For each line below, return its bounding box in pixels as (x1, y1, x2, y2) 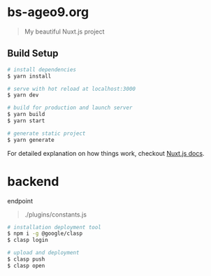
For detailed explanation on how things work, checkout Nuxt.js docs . (7, 149, 205, 157)
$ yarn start (7, 117, 45, 124)
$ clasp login (7, 237, 49, 244)
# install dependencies (7, 66, 77, 73)
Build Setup (7, 48, 59, 59)
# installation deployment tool (7, 224, 101, 231)
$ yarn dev (7, 92, 39, 99)
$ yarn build (7, 111, 45, 118)
